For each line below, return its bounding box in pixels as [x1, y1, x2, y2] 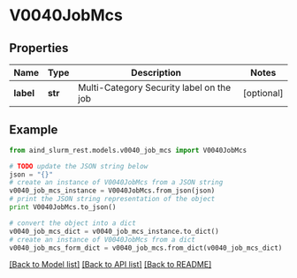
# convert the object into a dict [9, 218, 137, 228]
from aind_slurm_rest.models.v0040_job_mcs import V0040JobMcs [9, 146, 247, 154]
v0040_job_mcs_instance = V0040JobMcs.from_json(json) [9, 186, 216, 195]
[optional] [242, 87, 284, 99]
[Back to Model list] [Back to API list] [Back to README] [9, 259, 212, 270]
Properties [9, 41, 69, 56]
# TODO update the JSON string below [9, 162, 148, 170]
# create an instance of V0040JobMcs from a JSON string [9, 178, 224, 187]
